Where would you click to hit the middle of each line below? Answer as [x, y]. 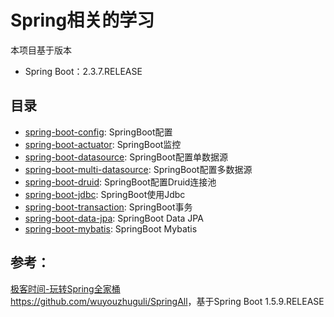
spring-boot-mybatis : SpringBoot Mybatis [111, 228]
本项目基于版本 [41, 50]
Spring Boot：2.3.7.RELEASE [83, 71]
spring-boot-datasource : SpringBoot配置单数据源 [126, 157]
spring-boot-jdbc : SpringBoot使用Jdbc [105, 194]
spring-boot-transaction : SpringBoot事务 [108, 207]
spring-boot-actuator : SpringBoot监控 [103, 144]
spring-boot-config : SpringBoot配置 [98, 132]
